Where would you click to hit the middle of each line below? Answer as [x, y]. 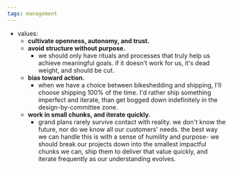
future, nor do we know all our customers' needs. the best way [128, 129]
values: [27, 33]
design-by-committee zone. [78, 107]
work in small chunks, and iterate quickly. [89, 114]
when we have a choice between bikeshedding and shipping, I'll [130, 85]
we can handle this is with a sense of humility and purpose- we [128, 137]
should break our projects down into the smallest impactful [122, 144]
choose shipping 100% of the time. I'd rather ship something [124, 92]
